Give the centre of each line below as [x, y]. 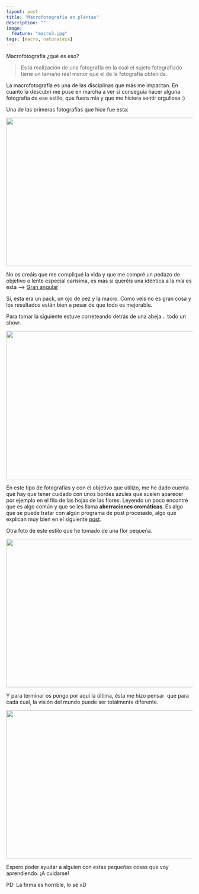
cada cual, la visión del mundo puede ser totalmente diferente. [82, 702]
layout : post [22, 12]
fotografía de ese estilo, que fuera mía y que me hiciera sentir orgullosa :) [96, 98]
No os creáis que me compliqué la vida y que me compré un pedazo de [93, 274]
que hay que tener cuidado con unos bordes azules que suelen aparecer [95, 494]
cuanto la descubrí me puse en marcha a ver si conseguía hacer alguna [93, 92]
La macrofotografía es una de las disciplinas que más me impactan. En [92, 85]
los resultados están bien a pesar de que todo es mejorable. [79, 305]
